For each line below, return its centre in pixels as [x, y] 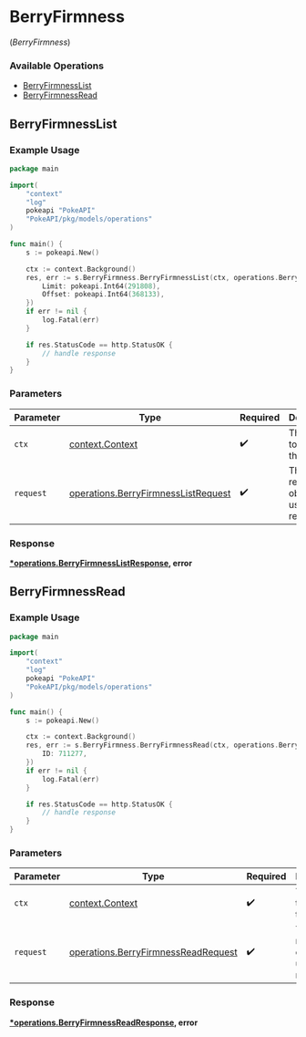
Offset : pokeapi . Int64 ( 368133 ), [104, 295]
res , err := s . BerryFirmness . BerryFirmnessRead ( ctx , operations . [153, 745]
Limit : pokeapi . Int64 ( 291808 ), [102, 286]
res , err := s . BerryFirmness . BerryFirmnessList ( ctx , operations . [153, 277]
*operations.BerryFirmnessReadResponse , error [104, 1022]
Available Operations [57, 66]
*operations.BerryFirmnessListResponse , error [101, 563]
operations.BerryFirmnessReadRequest [153, 952]
